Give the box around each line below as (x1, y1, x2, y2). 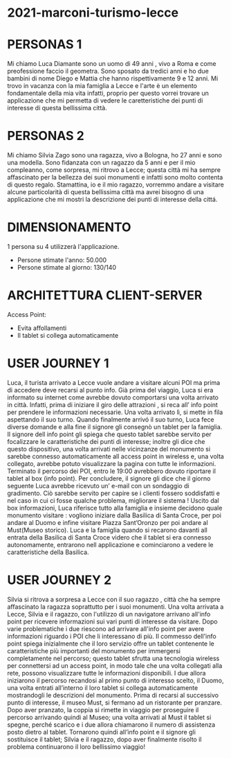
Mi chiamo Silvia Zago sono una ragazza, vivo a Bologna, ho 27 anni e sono (7, 151, 223, 160)
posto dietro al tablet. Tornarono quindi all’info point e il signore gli (7, 727, 196, 736)
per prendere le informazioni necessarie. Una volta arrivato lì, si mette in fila (7, 408, 223, 416)
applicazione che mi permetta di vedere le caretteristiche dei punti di (7, 96, 203, 105)
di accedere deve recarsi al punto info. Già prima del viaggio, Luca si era (7, 386, 214, 394)
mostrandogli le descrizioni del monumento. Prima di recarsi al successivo (7, 691, 219, 699)
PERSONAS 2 (7, 128, 84, 144)
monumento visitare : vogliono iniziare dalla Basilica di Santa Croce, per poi (7, 511, 221, 519)
